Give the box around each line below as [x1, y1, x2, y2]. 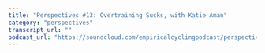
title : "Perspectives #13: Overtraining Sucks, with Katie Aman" [8, 11, 227, 19]
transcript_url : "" [8, 26, 73, 34]
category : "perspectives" [8, 19, 93, 26]
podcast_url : [8, 33, 51, 41]
